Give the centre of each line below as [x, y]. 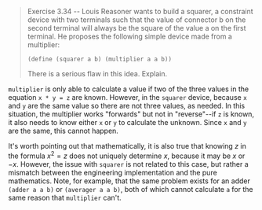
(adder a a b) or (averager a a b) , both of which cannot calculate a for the [131, 189]
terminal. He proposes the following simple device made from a [130, 36]
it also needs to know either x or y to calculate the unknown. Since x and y [127, 122]
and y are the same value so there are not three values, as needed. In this [127, 106]
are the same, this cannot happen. [64, 131]
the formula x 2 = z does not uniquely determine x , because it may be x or [127, 155]
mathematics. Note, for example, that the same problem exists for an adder [129, 181]
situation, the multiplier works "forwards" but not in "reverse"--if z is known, [131, 114]
